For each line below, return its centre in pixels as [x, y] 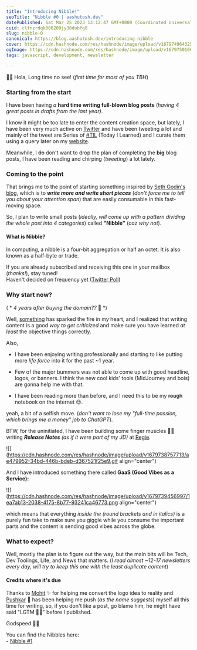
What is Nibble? [26, 236]
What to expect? [30, 541]
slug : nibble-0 [25, 33]
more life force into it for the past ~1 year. [64, 360]
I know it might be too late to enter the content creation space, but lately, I [95, 122]
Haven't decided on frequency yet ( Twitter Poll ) [63, 280]
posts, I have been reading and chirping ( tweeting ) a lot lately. [81, 158]
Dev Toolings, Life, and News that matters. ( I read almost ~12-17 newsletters [98, 560]
